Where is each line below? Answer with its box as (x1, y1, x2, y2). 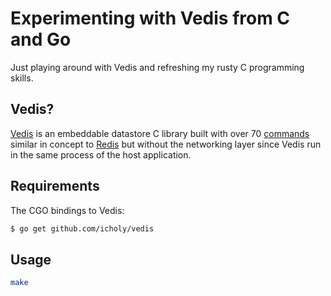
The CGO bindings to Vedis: (10, 204, 125, 216)
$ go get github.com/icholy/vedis (10, 223, 155, 234)
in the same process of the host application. (10, 148, 192, 161)
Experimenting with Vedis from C (10, 7, 291, 30)
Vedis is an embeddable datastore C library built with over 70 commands (10, 127, 310, 139)
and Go (10, 28, 72, 51)
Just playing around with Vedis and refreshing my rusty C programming (10, 61, 305, 73)
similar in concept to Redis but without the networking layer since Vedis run (10, 138, 322, 150)
